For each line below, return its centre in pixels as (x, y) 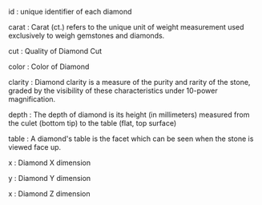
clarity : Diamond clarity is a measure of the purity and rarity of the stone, (129, 82)
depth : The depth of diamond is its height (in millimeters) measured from (129, 115)
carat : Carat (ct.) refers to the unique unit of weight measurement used (126, 27)
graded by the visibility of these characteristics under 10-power (113, 90)
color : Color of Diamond (49, 66)
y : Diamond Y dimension (50, 178)
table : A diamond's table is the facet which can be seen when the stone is (131, 139)
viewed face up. (35, 147)
